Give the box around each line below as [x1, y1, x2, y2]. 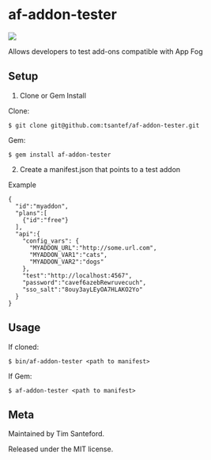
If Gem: [8, 371, 32, 381]
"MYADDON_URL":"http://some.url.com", [28, 243, 157, 251]
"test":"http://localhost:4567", [22, 271, 133, 279]
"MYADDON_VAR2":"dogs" [28, 258, 104, 266]
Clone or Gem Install [19, 90, 87, 100]
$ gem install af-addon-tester [8, 151, 111, 159]
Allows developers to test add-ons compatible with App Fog [8, 46, 203, 56]
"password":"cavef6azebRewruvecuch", [22, 278, 147, 286]
